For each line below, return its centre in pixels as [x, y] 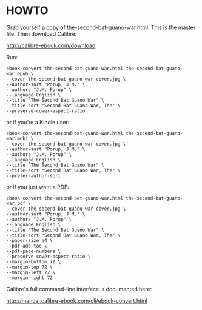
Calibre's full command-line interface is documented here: [79, 289]
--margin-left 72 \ [31, 272]
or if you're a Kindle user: [38, 122]
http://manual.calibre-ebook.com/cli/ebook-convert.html [77, 300]
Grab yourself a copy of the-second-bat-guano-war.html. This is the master [101, 27]
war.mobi [17, 138]
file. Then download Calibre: [42, 33]
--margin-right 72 [29, 278]
